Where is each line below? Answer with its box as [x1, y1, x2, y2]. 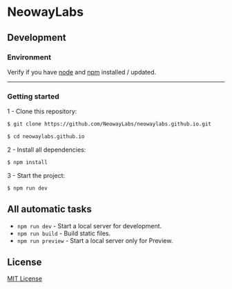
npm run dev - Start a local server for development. [17, 221, 162, 230]
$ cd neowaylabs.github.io [7, 133, 85, 140]
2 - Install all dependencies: [7, 146, 86, 154]
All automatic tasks [7, 203, 92, 215]
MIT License [7, 275, 43, 283]
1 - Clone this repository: [7, 108, 77, 116]
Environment [7, 52, 52, 62]
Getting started [7, 91, 60, 101]
